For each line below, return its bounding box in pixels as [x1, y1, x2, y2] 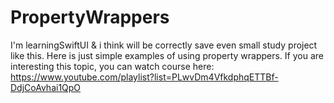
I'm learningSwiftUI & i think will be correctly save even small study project [10, 39, 318, 51]
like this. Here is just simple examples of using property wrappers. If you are [10, 49, 324, 61]
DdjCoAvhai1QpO [10, 81, 82, 93]
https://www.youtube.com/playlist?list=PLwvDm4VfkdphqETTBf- [10, 71, 279, 83]
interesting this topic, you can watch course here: [10, 60, 215, 72]
